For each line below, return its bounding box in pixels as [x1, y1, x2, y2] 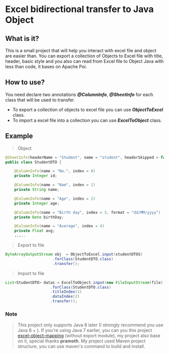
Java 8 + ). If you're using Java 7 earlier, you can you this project [17, 327, 152, 333]
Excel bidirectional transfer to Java [5, 4, 154, 15]
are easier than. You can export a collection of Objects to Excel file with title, [5, 53, 163, 59]
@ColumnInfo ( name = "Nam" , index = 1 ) [14, 183, 96, 188]
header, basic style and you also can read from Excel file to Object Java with [5, 58, 164, 64]
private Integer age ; [14, 201, 59, 206]
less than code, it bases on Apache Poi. [5, 64, 87, 69]
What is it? [5, 34, 39, 43]
